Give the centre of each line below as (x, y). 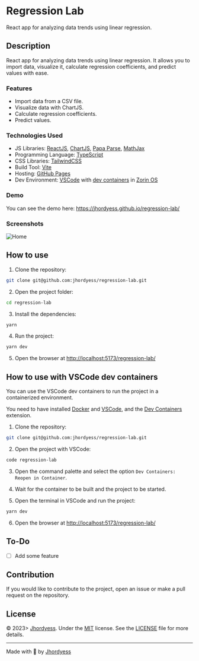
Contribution (30, 575)
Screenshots (25, 224)
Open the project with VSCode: (53, 449)
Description (28, 46)
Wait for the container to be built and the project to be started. (90, 489)
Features (19, 88)
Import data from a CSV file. (49, 101)
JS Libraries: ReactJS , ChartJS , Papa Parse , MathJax (80, 148)
